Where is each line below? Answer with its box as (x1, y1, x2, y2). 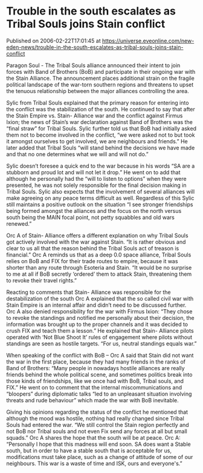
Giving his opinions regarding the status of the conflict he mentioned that (6, 408, 188, 416)
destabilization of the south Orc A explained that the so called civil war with (6, 295, 194, 302)
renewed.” (6, 220, 32, 227)
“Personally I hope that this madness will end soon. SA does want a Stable (6, 440, 192, 448)
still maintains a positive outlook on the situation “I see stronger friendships (6, 201, 193, 208)
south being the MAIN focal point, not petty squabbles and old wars (6, 214, 175, 221)
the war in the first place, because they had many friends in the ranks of (6, 358, 186, 365)
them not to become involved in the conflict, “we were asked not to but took (6, 131, 195, 139)
